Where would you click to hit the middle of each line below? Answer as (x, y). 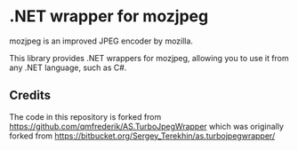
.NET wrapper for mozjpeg (109, 16)
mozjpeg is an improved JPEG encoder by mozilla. (101, 41)
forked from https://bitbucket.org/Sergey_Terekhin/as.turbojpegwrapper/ (142, 136)
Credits (30, 95)
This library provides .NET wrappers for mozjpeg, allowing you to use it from (149, 58)
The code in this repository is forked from (85, 116)
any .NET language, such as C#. (68, 67)
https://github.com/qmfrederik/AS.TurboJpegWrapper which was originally (147, 126)
